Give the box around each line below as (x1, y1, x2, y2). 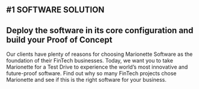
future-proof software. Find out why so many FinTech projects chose (6, 70, 177, 77)
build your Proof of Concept (6, 34, 112, 44)
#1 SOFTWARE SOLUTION (6, 5, 105, 15)
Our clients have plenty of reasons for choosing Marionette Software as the (6, 51, 193, 58)
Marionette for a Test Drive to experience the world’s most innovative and (6, 63, 188, 71)
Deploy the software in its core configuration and (6, 25, 194, 35)
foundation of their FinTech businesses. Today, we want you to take (6, 57, 173, 64)
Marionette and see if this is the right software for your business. (6, 76, 167, 84)
